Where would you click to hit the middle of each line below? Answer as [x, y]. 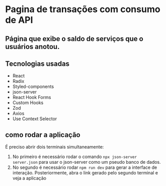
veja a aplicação [29, 178]
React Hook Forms [32, 98]
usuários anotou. [32, 46]
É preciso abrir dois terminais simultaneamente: [55, 147]
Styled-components [33, 86]
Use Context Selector [35, 119]
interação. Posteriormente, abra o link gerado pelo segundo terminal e [85, 173]
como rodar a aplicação [43, 135]
